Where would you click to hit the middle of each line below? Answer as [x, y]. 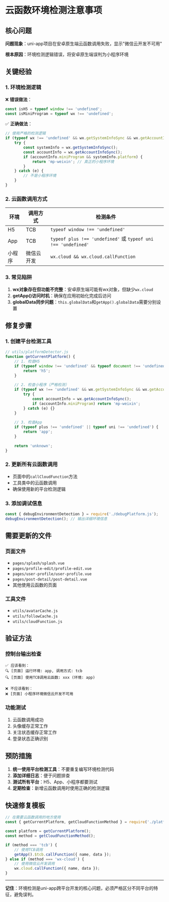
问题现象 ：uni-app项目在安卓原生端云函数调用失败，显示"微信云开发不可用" [84, 44]
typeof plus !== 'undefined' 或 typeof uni [102, 239]
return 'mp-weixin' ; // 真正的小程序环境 [73, 162]
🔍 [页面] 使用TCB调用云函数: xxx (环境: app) [50, 678]
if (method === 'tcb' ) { [31, 845]
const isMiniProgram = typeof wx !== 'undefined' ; [59, 114]
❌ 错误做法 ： [19, 99]
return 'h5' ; [37, 371]
